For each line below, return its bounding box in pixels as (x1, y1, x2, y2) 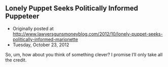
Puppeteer (5, 12, 40, 21)
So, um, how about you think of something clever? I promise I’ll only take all (5, 51, 163, 57)
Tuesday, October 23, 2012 (12, 42, 70, 48)
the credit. (5, 57, 27, 63)
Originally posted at (12, 25, 54, 31)
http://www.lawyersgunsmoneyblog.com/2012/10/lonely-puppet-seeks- (12, 30, 163, 37)
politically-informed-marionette (12, 36, 78, 42)
